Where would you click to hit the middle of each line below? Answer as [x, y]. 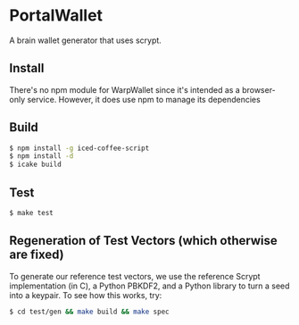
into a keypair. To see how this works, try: [86, 295]
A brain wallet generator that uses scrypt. [86, 40]
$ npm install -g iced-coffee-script [79, 148]
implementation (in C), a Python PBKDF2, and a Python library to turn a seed [149, 286]
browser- [259, 89]
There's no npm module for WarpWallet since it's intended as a [125, 89]
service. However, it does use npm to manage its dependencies [143, 99]
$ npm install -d [42, 156]
